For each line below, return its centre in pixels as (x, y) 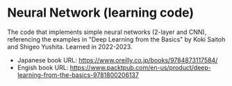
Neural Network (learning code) (101, 13)
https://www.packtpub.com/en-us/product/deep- (141, 67)
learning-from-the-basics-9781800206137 (78, 75)
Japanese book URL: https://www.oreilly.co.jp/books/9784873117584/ (117, 60)
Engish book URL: (43, 67)
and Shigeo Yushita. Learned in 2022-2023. (70, 46)
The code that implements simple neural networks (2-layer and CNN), (107, 32)
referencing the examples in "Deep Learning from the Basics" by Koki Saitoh (116, 39)
